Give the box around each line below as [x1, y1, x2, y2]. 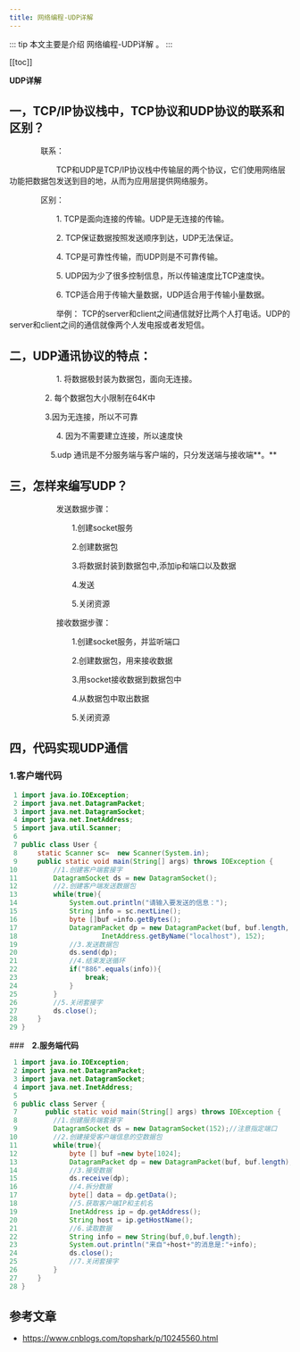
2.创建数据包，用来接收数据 [71, 655, 173, 666]
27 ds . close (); [9, 1006, 98, 1016]
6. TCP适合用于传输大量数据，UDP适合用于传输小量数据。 [55, 289, 270, 300]
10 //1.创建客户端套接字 [9, 865, 123, 875]
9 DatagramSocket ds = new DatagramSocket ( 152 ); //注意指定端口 [12, 1124, 278, 1133]
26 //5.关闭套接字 [9, 998, 103, 1007]
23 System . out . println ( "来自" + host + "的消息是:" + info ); [9, 1240, 257, 1249]
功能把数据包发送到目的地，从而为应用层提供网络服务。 [9, 176, 212, 187]
